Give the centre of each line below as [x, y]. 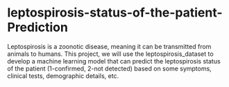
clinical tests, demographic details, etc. [63, 76]
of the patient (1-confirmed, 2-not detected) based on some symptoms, [109, 68]
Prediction [37, 27]
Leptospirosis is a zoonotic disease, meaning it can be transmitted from [109, 46]
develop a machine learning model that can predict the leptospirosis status [114, 61]
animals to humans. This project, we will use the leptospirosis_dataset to [110, 54]
